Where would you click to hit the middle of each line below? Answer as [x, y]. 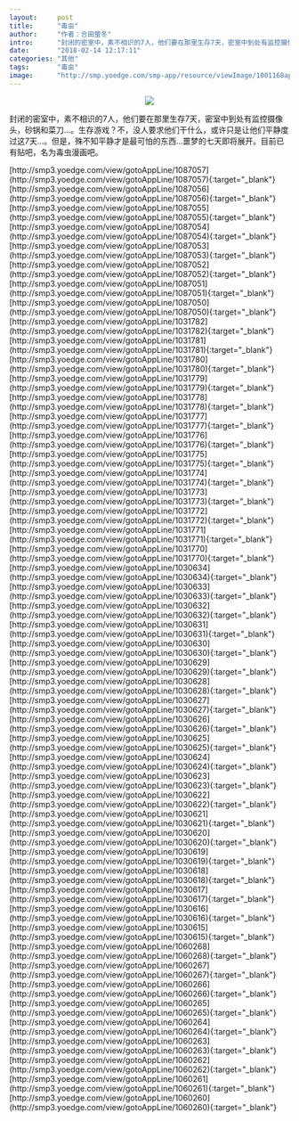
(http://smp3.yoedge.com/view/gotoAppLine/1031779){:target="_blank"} [142, 388]
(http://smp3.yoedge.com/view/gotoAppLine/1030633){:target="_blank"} [143, 596]
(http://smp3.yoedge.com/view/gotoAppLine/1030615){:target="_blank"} [142, 937]
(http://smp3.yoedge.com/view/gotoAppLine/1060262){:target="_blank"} [143, 1069]
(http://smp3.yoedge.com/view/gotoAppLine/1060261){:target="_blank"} [142, 1088]
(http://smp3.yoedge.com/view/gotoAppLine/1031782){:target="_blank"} [142, 331]
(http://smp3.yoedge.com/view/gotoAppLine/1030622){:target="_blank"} [143, 804]
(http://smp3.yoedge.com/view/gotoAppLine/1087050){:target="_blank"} [143, 312]
